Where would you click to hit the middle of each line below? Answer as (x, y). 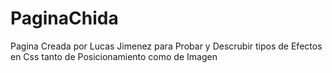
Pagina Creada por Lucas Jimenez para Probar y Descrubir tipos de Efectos (166, 46)
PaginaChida (64, 18)
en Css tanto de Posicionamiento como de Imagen (114, 56)
